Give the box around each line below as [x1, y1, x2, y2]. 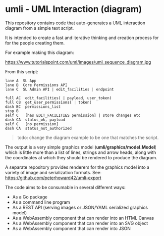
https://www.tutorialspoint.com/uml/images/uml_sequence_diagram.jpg [5, 59, 151, 65]
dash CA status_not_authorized [5, 126, 72, 131]
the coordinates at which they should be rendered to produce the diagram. [5, 154, 158, 160]
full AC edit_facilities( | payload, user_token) [5, 95, 112, 100]
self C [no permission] [5, 121, 58, 127]
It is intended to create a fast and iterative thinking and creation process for [5, 35, 159, 41]
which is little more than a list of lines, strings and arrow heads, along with [5, 149, 156, 155]
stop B [5, 108, 19, 113]
